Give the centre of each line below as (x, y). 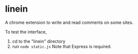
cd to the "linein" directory (39, 41)
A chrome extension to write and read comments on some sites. (69, 22)
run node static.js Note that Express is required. (62, 46)
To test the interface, (26, 32)
